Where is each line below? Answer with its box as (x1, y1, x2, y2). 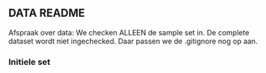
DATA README (8, 6, 85, 20)
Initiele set (8, 56, 51, 67)
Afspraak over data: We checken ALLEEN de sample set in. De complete (8, 27, 250, 37)
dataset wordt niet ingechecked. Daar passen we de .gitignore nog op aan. (8, 36, 258, 46)
